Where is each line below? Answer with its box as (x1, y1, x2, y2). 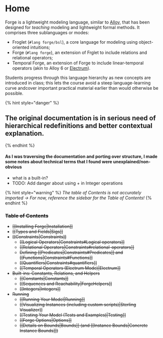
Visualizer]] (19, 307, 43, 313)
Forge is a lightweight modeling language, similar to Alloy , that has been (5, 19, 150, 25)
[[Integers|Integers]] (19, 286, 61, 292)
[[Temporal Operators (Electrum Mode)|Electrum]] (19, 265, 121, 271)
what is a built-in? (12, 175, 48, 181)
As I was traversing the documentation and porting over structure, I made (5, 154, 158, 159)
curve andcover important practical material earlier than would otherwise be (5, 85, 159, 91)
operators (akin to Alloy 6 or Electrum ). (12, 65, 91, 71)
